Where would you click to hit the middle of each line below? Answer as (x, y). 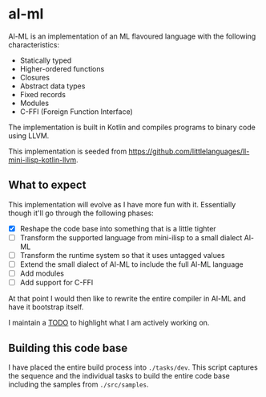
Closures (35, 77)
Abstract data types (52, 86)
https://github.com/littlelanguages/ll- (189, 151)
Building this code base (68, 348)
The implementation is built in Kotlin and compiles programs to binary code (132, 127)
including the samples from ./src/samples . (79, 384)
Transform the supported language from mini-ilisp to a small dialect (131, 237)
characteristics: (34, 44)
